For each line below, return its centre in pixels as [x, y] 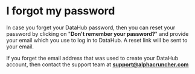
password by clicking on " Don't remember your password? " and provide [97, 33]
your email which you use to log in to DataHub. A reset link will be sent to [97, 40]
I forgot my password [61, 11]
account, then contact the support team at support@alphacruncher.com [97, 64]
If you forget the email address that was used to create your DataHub [92, 58]
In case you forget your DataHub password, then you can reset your [91, 27]
